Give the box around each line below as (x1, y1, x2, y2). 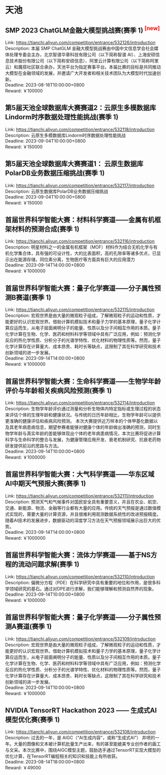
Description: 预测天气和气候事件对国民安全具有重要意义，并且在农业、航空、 (5, 499, 161, 505)
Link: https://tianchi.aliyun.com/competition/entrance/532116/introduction (5, 238, 155, 244)
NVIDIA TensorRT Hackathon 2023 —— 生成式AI (5, 706, 157, 715)
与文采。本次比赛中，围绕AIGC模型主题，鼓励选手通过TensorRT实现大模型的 (5, 747, 161, 753)
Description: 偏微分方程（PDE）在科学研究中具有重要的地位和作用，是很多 (5, 579, 157, 585)
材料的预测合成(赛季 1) (11, 225, 80, 233)
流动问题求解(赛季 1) (18, 560, 80, 568)
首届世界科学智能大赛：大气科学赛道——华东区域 (5, 470, 155, 478)
